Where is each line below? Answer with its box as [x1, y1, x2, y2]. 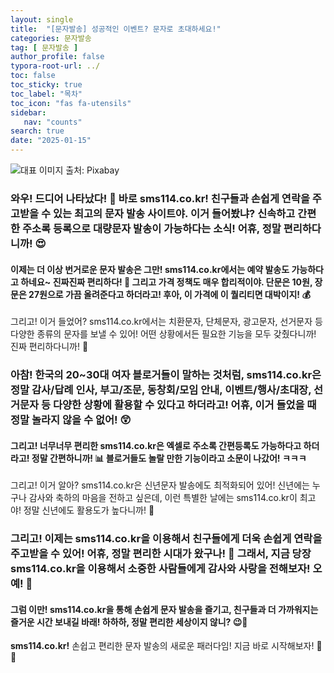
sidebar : [10, 107, 47, 118]
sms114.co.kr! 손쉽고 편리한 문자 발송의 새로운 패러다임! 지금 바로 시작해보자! [10, 640, 315, 652]
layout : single [10, 14, 74, 25]
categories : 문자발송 [10, 33, 92, 43]
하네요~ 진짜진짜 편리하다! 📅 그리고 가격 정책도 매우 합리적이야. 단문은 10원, [20, 276, 313, 288]
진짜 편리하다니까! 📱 [10, 341, 89, 353]
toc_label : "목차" [10, 89, 83, 99]
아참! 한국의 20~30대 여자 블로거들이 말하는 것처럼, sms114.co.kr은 [10, 368, 322, 382]
